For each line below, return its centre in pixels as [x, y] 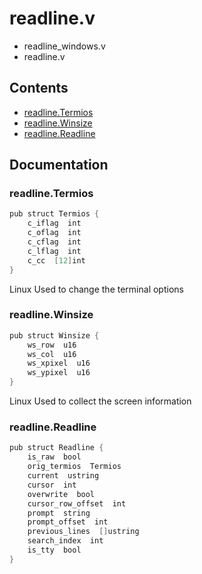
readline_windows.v [64, 46]
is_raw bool [54, 457]
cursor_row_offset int [77, 503]
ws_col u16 [52, 354]
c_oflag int [54, 233]
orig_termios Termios [74, 467]
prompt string [59, 513]
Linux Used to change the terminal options [96, 289]
